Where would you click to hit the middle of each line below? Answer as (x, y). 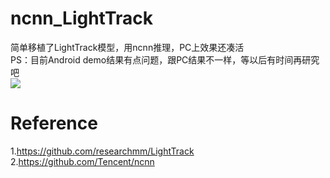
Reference (54, 123)
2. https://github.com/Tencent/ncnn (82, 161)
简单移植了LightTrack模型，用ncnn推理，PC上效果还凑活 (127, 47)
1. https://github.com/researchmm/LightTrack (102, 151)
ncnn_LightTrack (81, 18)
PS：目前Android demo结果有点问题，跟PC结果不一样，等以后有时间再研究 (165, 59)
